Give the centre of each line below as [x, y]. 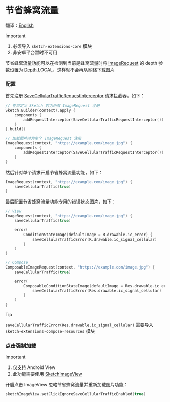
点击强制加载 [21, 346]
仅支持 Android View [34, 367]
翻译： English [19, 25]
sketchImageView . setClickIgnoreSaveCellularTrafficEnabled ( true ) [75, 394]
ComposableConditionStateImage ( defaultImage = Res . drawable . [89, 286]
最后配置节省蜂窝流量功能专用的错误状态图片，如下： [61, 202]
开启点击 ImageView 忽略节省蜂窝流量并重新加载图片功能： [67, 385]
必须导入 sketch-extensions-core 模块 [52, 46]
